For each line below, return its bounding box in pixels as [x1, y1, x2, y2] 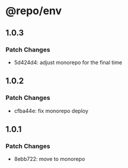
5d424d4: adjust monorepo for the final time [14, 59, 122, 66]
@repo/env [5, 4, 62, 18]
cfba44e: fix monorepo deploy [14, 107, 89, 114]
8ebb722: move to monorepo [14, 156, 86, 163]
